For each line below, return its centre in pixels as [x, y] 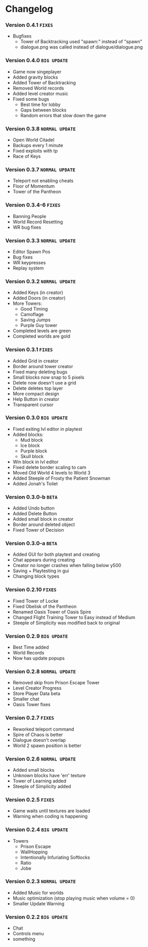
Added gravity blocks [35, 77]
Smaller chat [26, 699]
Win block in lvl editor [36, 462]
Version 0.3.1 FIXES [29, 350]
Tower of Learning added [39, 781]
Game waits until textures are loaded [51, 811]
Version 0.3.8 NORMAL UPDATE [40, 129]
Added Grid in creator [36, 361]
